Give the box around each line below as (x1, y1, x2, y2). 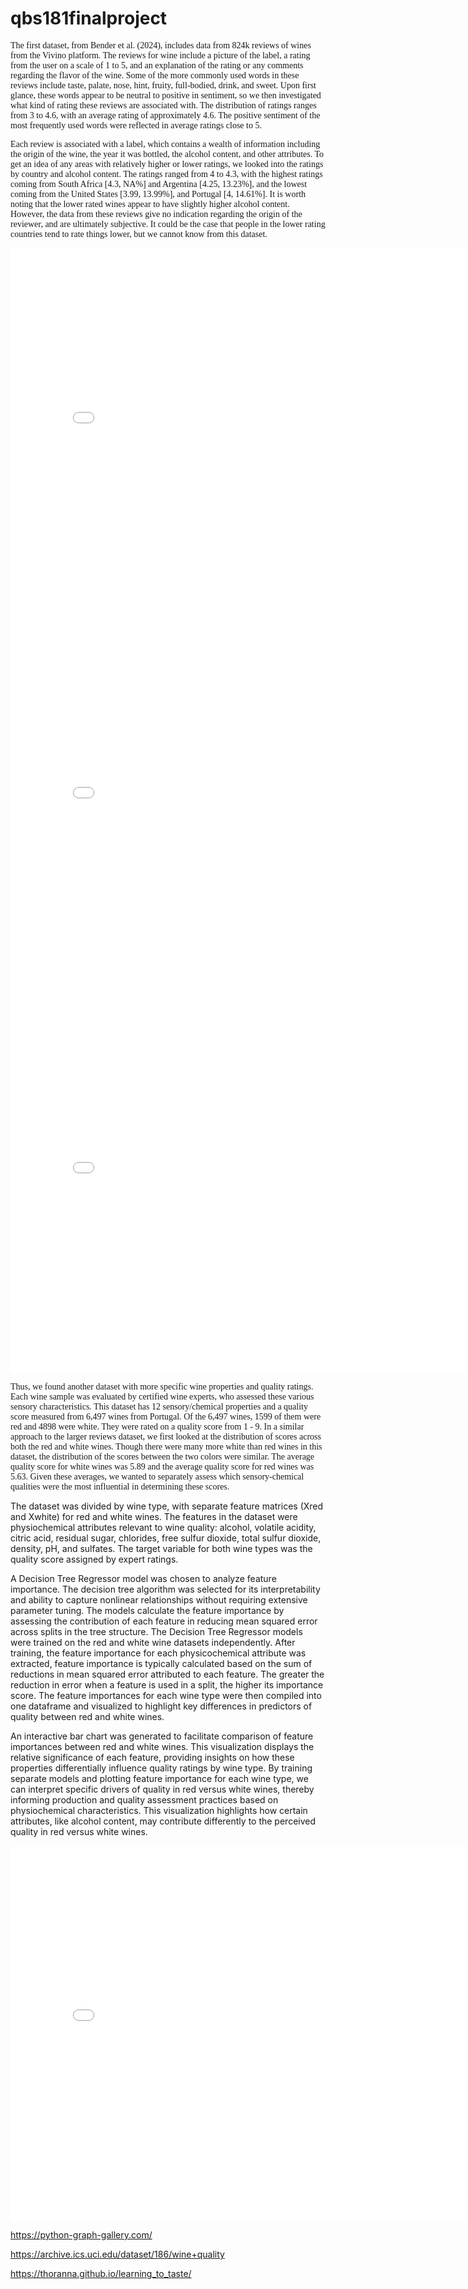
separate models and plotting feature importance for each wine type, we (10, 1772, 309, 1784)
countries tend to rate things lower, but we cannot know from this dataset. (10, 228, 268, 239)
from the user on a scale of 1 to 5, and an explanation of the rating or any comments (10, 60, 304, 71)
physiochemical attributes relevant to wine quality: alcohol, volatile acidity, (10, 1521, 317, 1533)
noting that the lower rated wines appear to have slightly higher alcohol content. (10, 198, 290, 209)
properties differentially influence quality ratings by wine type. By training (10, 1762, 313, 1774)
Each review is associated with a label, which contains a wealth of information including (10, 138, 321, 149)
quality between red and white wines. (10, 1710, 165, 1722)
